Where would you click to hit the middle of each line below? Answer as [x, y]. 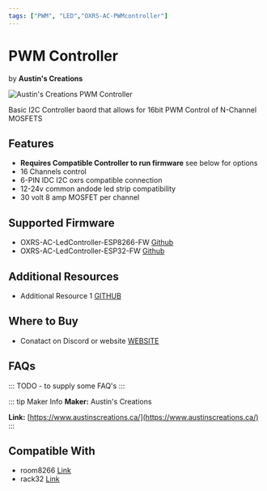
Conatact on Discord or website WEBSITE [89, 341]
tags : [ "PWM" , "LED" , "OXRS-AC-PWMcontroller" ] [88, 16]
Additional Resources [64, 276]
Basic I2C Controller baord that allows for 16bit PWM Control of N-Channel [133, 109]
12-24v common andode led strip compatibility [98, 189]
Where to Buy [43, 322]
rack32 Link [40, 479]
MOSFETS [25, 118]
